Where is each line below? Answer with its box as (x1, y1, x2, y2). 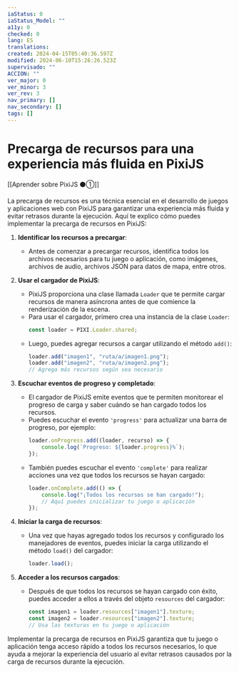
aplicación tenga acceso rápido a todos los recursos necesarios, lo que (7, 642, 218, 650)
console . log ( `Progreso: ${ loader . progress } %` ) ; (41, 444, 185, 451)
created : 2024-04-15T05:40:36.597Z (7, 51, 113, 58)
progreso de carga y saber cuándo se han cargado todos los (28, 400, 207, 409)
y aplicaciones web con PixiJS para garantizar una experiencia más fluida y (7, 204, 230, 213)
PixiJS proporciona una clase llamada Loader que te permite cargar (28, 290, 225, 298)
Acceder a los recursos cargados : (17, 573, 120, 582)
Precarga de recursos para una (7, 141, 194, 157)
